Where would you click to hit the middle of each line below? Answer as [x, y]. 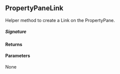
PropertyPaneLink [35, 8]
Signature [16, 31]
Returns [14, 44]
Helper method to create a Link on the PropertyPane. [60, 20]
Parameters [18, 56]
